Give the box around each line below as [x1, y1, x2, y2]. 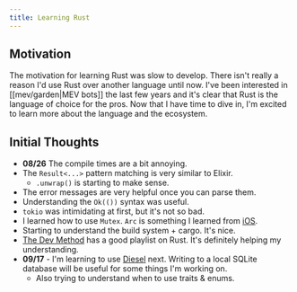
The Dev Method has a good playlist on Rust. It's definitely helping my [22, 234, 282, 245]
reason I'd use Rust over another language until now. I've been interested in [9, 80, 289, 91]
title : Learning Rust [9, 13, 91, 22]
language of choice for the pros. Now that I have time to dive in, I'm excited [9, 99, 287, 110]
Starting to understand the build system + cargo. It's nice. [22, 226, 236, 236]
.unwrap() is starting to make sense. [35, 177, 170, 189]
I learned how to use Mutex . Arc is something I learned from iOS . [22, 216, 258, 226]
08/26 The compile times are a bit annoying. [22, 158, 188, 169]
